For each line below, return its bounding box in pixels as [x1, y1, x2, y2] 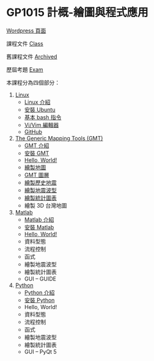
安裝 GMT [24, 149, 50, 156]
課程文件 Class [6, 40, 44, 47]
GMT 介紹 [24, 142, 50, 149]
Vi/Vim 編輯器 [24, 121, 59, 128]
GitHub [24, 128, 43, 135]
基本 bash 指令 [24, 114, 62, 121]
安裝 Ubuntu [24, 106, 56, 113]
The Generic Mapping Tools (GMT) [15, 134, 103, 142]
